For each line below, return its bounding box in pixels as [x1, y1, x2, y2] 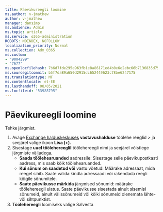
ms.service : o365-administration [5, 34, 73, 39]
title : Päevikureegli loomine [5, 7, 66, 12]
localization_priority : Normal [5, 43, 68, 48]
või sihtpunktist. [19, 196, 51, 202]
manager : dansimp [5, 20, 40, 26]
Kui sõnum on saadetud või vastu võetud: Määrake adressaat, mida [19, 165, 155, 171]
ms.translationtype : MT [5, 75, 53, 80]
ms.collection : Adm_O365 [5, 48, 55, 52]
